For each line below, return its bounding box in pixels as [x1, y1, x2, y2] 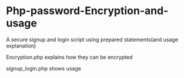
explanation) [6, 42, 36, 49]
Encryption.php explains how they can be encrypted [6, 53, 133, 60]
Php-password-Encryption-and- [6, 4, 169, 18]
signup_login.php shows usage [6, 65, 81, 72]
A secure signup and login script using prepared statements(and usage [6, 36, 178, 43]
